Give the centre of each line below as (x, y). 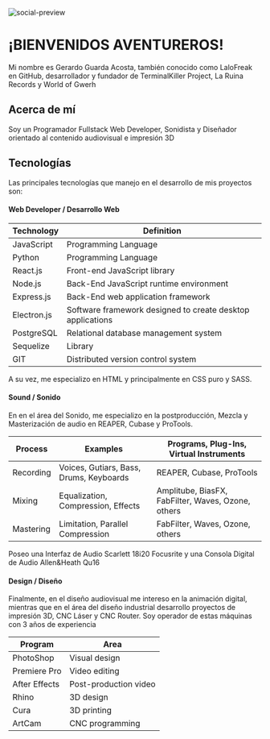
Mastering (31, 529)
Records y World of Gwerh (52, 84)
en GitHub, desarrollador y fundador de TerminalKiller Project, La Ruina (126, 76)
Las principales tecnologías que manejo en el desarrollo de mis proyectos (130, 182)
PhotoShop (33, 658)
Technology (35, 230)
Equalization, (83, 496)
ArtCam (27, 724)
